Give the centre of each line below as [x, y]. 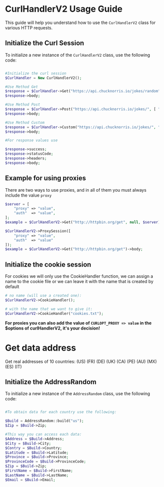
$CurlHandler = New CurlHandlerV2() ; [43, 78]
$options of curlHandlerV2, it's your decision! [52, 328]
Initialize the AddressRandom [51, 382]
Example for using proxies [46, 178]
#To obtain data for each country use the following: [61, 412]
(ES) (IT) [13, 366]
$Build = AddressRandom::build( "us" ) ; [44, 421]
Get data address [41, 348]
